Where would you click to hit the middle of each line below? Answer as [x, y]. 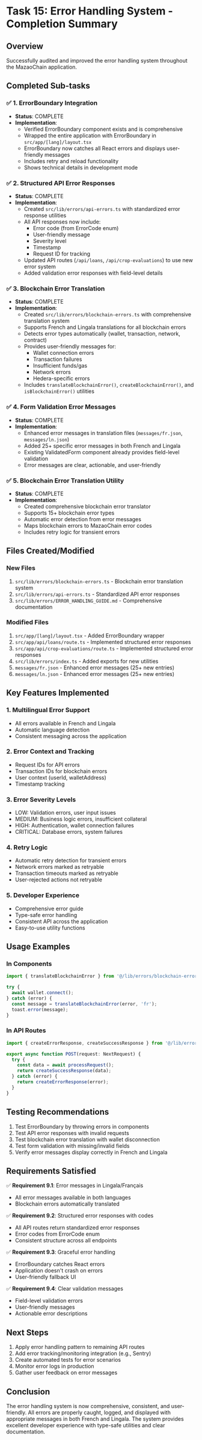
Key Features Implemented [58, 693]
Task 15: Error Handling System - [90, 11]
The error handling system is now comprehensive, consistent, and [88, 1406]
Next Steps [27, 1332]
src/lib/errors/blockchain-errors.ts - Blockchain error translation [99, 581]
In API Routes [26, 1030]
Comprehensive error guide [49, 909]
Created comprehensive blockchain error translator [87, 506]
